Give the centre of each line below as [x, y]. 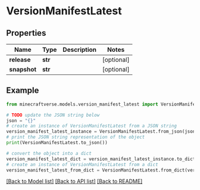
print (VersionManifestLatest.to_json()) [57, 143]
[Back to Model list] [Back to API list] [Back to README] [74, 181]
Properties [26, 33]
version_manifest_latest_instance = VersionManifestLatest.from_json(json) [102, 132]
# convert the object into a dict [49, 153]
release [20, 60]
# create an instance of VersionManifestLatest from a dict [82, 164]
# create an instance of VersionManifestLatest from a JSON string [92, 126]
